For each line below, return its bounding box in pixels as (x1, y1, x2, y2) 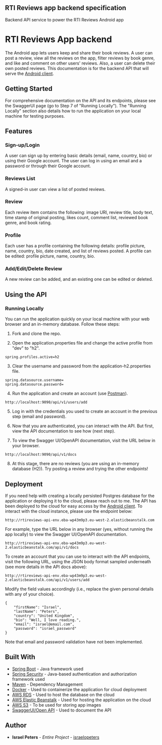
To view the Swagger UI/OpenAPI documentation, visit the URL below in (12, 437, 156, 444)
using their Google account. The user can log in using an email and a (5, 158, 142, 164)
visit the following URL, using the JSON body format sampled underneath (5, 558, 151, 564)
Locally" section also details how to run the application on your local (5, 108, 141, 114)
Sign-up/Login (5, 141, 40, 148)
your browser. (12, 443, 40, 449)
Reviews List (5, 175, 35, 182)
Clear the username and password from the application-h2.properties (12, 363, 151, 369)
